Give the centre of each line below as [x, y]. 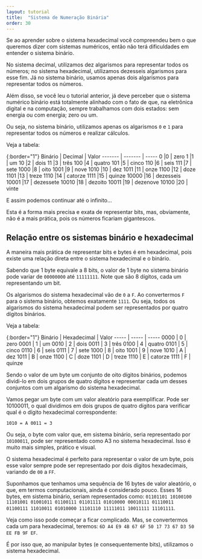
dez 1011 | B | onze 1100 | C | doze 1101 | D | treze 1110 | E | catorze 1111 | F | [99, 357]
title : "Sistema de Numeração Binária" [58, 18]
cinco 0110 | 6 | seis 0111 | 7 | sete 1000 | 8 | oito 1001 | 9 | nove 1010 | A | [96, 351]
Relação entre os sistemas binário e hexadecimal [100, 237]
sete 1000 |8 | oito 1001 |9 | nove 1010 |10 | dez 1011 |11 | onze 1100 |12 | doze [101, 169]
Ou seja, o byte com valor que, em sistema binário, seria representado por [99, 435]
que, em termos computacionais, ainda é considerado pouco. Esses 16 [94, 490]
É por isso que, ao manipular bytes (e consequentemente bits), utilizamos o [100, 544]
